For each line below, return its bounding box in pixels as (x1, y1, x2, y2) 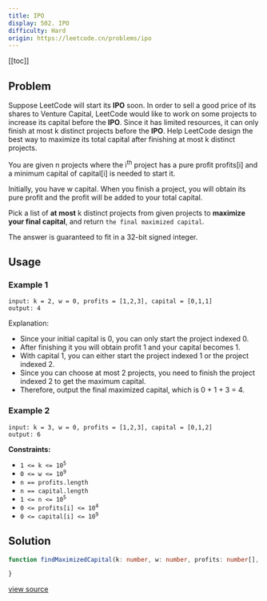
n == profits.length (19, 478, 89, 486)
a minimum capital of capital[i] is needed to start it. (8, 168, 176, 178)
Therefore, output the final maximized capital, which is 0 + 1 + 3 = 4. (19, 385, 245, 395)
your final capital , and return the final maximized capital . (8, 216, 205, 226)
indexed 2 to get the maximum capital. (19, 377, 146, 386)
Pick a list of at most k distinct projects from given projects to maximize (8, 208, 246, 217)
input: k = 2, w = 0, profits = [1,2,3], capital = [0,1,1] (8, 297, 213, 305)
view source (8, 584, 49, 594)
